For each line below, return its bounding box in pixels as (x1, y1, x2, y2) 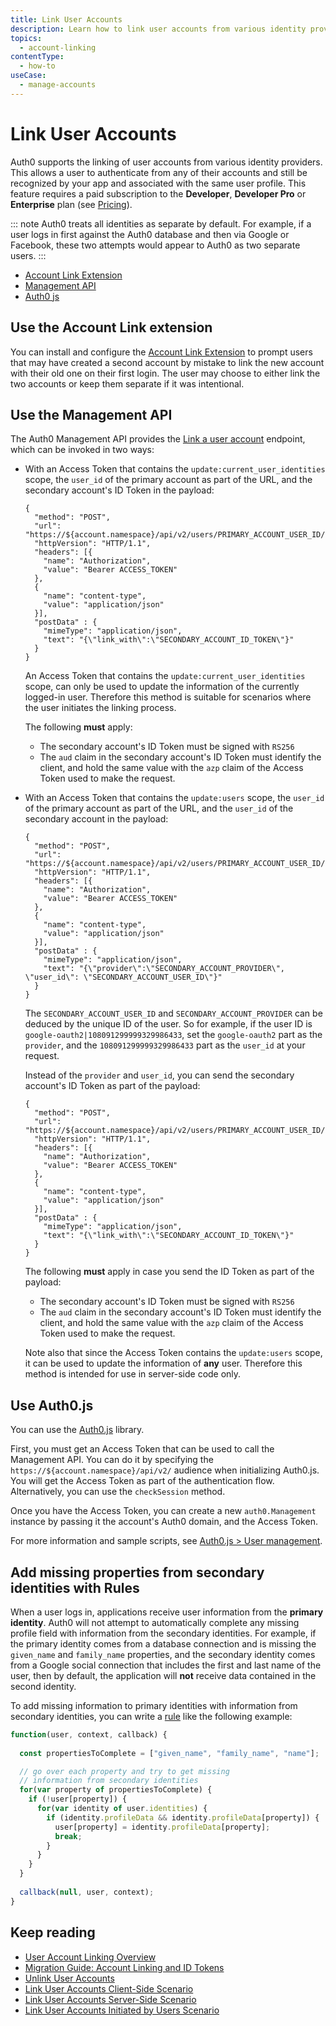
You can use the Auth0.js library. (10, 1424, 145, 1436)
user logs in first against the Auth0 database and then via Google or (10, 228, 290, 240)
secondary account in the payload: (24, 813, 169, 825)
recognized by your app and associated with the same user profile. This (10, 177, 307, 189)
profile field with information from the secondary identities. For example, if (10, 1627, 317, 1639)
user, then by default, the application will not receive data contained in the (10, 1669, 317, 1681)
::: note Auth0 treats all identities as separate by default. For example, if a (10, 217, 312, 230)
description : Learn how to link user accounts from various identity (10, 24, 307, 34)
